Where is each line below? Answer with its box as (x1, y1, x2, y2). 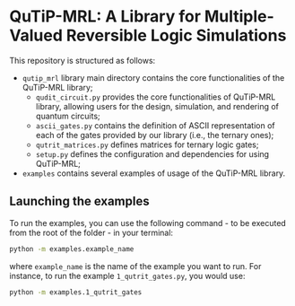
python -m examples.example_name (9, 244, 134, 253)
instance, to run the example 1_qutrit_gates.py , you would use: (9, 270, 246, 281)
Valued (9, 25, 63, 46)
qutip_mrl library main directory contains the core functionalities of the (22, 72, 285, 83)
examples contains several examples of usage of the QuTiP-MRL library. (22, 168, 286, 179)
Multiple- (204, 6, 275, 27)
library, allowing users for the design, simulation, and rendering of (35, 101, 280, 111)
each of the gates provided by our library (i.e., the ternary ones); (35, 129, 274, 140)
